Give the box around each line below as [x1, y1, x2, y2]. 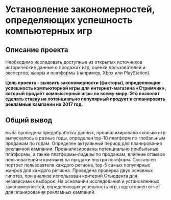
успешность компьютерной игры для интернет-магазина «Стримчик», [5, 85, 166, 91]
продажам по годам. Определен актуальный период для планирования [5, 140, 162, 146]
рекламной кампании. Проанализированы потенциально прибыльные [5, 146, 159, 152]
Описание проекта [5, 45, 68, 54]
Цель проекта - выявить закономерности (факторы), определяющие [5, 80, 161, 85]
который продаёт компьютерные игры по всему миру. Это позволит [5, 91, 160, 96]
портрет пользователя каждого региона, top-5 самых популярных [5, 162, 151, 168]
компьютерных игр [5, 25, 93, 37]
